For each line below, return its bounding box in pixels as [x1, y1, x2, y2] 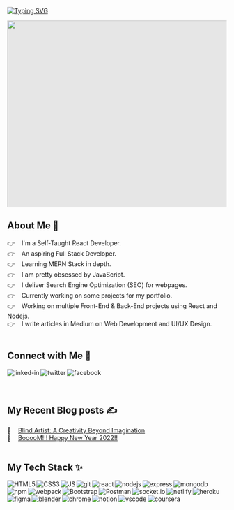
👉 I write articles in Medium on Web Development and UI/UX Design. [7, 319, 212, 328]
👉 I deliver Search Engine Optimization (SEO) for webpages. [7, 280, 187, 289]
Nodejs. [7, 312, 30, 320]
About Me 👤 [7, 220, 59, 232]
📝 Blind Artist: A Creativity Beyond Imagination [7, 426, 146, 435]
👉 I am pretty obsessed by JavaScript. [7, 270, 125, 279]
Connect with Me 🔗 [7, 350, 92, 362]
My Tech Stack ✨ [7, 461, 84, 473]
